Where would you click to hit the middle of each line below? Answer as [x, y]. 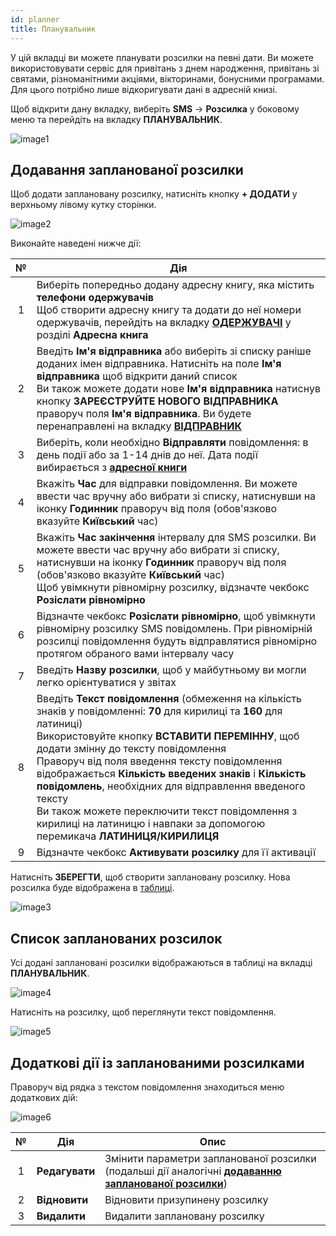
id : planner [35, 19]
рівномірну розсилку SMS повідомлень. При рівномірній [174, 629]
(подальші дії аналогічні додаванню [193, 1171]
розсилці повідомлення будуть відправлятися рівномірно [177, 641]
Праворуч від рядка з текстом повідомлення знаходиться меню [147, 1087]
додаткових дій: [44, 1097]
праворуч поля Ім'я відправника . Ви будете [144, 414]
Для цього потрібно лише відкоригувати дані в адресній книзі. [144, 89]
